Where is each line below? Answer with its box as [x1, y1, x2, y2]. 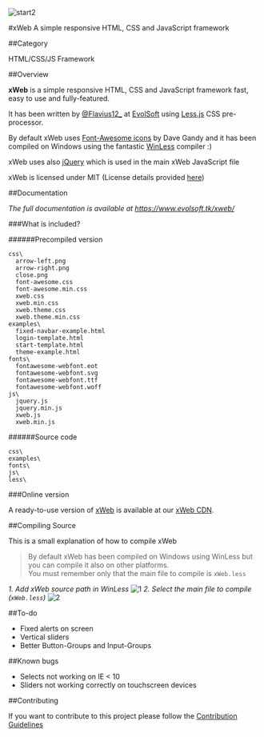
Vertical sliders [19, 632, 70, 642]
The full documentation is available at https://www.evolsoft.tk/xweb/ [8, 204, 234, 213]
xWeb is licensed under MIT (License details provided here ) [8, 173, 205, 182]
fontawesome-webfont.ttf [15, 376, 98, 384]
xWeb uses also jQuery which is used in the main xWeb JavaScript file [8, 157, 240, 166]
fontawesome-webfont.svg [15, 369, 98, 377]
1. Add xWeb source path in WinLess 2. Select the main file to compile [8, 584, 252, 594]
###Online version [8, 490, 70, 499]
